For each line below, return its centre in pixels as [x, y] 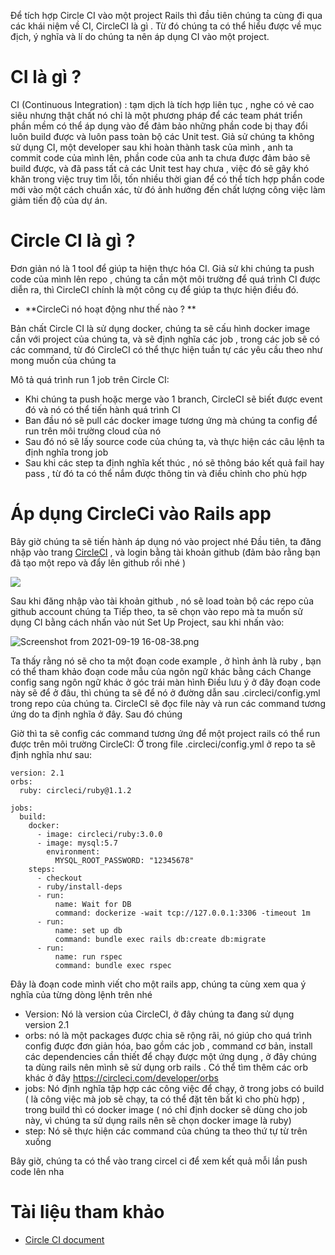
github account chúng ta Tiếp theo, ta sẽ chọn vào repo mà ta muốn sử [156, 611]
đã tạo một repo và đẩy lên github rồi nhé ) [98, 562]
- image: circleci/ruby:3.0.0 [99, 834]
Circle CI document [64, 1239]
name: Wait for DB [93, 904]
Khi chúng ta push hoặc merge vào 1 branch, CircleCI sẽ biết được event [173, 399]
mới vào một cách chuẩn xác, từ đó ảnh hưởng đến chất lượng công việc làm [168, 189]
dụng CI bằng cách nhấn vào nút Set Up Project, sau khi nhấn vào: [147, 622]
